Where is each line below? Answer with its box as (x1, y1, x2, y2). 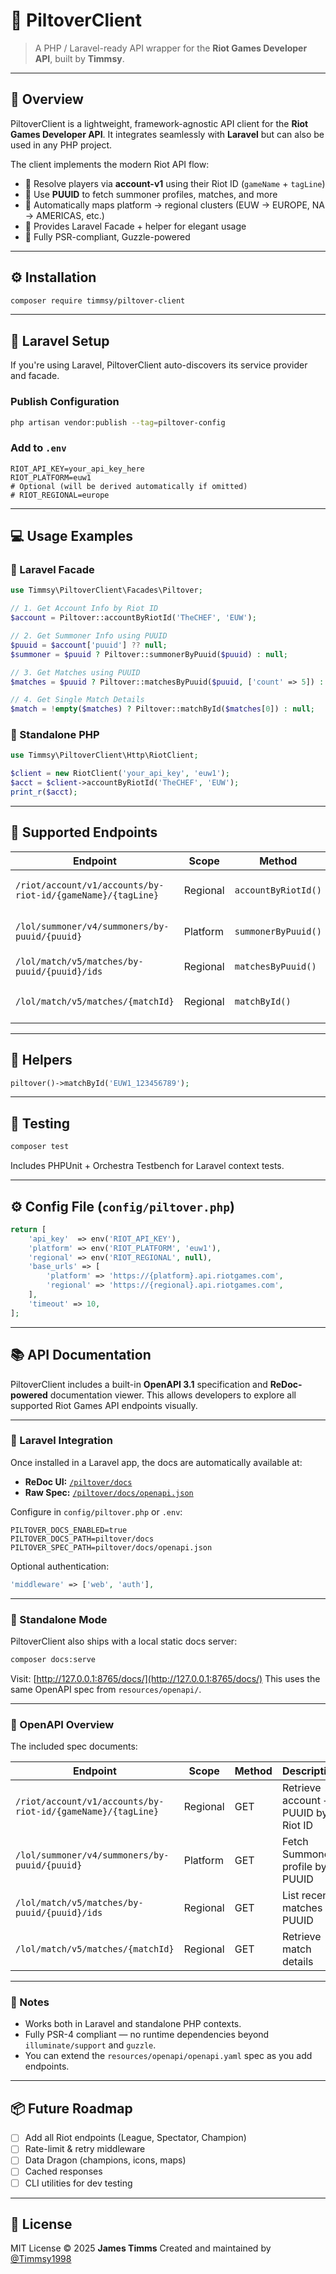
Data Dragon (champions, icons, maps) (24, 2154, 187, 2166)
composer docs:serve (10, 1654, 97, 1664)
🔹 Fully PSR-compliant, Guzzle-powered (24, 230, 191, 243)
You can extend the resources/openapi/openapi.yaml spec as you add (24, 2050, 313, 2062)
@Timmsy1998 (10, 2253, 72, 2265)
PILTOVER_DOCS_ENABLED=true (10, 1525, 128, 1535)
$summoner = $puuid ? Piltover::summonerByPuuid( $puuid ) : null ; (10, 649, 288, 659)
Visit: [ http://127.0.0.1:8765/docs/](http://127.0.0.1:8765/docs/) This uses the (10, 1672, 321, 1684)
